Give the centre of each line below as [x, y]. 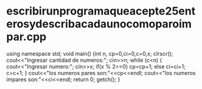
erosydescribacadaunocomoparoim [99, 24]
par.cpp [26, 37]
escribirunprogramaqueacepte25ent [101, 11]
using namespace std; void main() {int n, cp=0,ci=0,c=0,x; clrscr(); [90, 53]
